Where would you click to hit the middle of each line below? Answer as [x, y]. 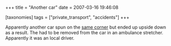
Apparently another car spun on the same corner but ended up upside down [86, 27]
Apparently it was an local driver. [40, 38]
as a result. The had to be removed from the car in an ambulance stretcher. [84, 32]
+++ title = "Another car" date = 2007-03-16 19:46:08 [62, 7]
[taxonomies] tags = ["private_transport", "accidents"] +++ [67, 17]
